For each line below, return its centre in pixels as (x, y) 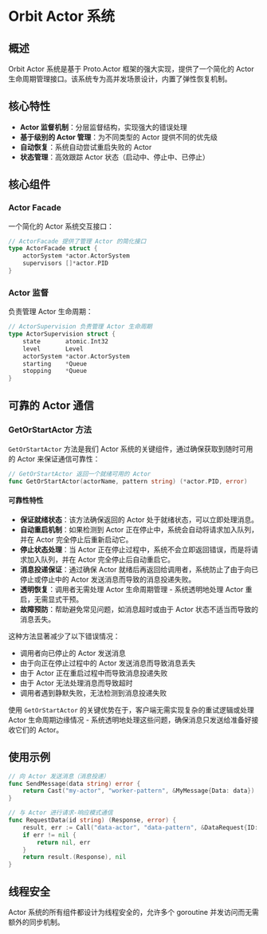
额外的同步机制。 (36, 922)
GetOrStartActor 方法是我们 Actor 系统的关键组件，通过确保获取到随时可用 (131, 449)
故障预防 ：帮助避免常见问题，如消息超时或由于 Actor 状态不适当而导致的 (139, 609)
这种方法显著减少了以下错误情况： (64, 636)
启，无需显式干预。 (51, 599)
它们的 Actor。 (39, 729)
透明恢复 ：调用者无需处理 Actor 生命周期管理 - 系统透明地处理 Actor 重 (136, 589)
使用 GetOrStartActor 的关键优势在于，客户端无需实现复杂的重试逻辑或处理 (132, 709)
